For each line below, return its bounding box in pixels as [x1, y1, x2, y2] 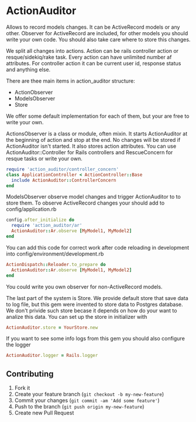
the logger [6, 341, 31, 348]
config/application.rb [6, 206, 57, 213]
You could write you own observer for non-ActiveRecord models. [6, 283, 163, 290]
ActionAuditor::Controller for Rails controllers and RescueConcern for [6, 148, 173, 156]
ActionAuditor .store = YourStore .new [6, 324, 98, 331]
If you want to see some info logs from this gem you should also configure [6, 335, 185, 342]
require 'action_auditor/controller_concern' [6, 166, 119, 172]
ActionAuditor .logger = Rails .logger [6, 353, 98, 359]
